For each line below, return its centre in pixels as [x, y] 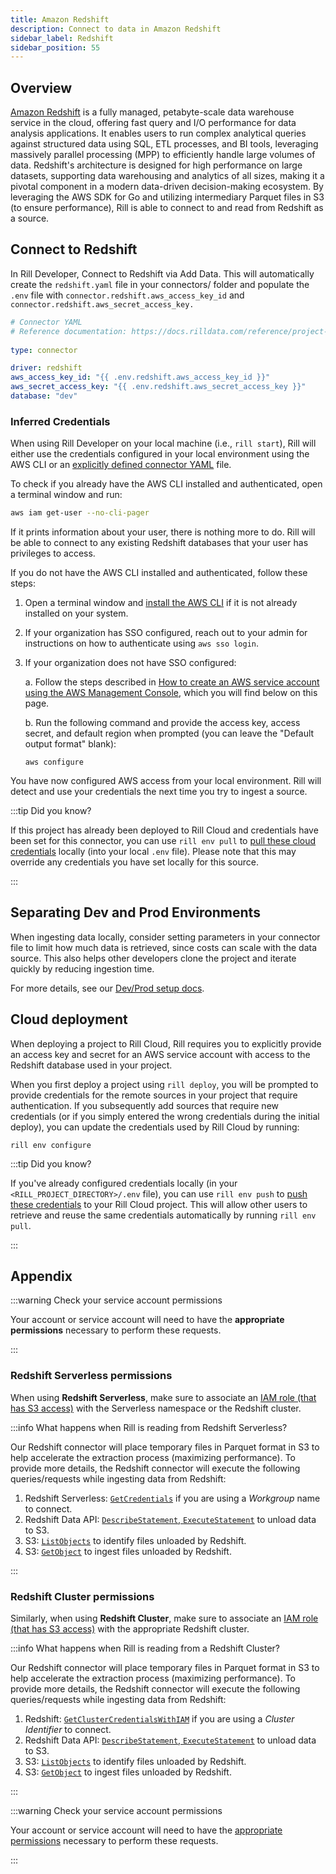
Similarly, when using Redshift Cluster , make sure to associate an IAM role [164, 1618]
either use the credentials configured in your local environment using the [160, 454]
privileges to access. [53, 553]
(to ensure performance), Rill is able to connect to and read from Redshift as [167, 208]
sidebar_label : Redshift [62, 38]
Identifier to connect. [68, 1730]
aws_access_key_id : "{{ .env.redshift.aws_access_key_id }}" [140, 377]
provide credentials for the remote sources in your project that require [154, 1095]
